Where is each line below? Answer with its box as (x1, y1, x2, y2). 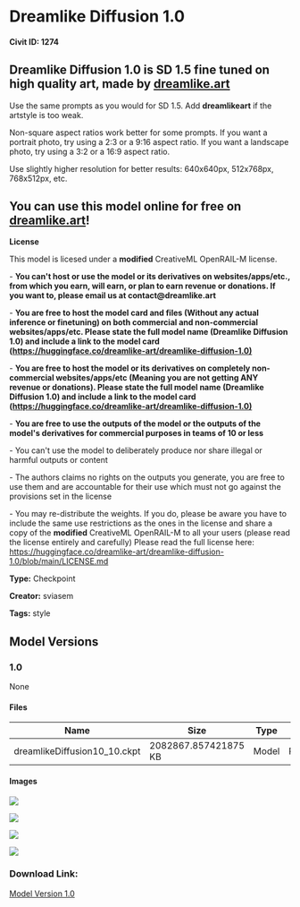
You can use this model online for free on (9, 199, 242, 214)
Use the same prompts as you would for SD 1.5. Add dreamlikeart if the (9, 100, 272, 111)
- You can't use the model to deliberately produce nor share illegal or (9, 445, 263, 456)
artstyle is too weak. (9, 109, 84, 120)
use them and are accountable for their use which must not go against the (9, 482, 281, 492)
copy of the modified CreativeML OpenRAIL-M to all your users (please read (9, 527, 290, 538)
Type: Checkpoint (9, 573, 76, 584)
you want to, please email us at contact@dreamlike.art (9, 290, 217, 301)
